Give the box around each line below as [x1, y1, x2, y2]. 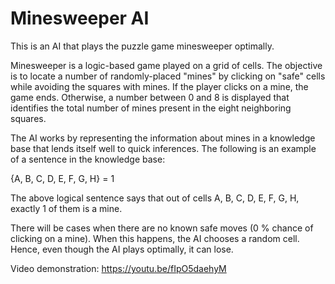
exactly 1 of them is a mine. [10, 202, 123, 214]
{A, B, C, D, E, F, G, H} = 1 [10, 172, 115, 184]
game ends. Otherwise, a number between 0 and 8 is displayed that [10, 91, 290, 103]
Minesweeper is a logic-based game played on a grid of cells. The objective [10, 59, 323, 71]
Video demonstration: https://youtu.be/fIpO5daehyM [10, 262, 227, 274]
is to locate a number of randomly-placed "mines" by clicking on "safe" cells [10, 70, 326, 82]
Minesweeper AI [10, 7, 150, 30]
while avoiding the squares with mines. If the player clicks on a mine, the [10, 80, 309, 92]
